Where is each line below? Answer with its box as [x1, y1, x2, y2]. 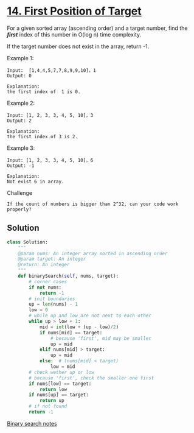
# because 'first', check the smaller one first [29, 375, 154, 381]
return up [39, 398, 64, 404]
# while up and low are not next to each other [29, 312, 151, 319]
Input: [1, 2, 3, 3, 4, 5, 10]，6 [7, 157, 94, 163]
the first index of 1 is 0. [7, 88, 81, 95]
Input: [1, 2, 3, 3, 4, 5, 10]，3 [7, 112, 94, 118]
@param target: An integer [18, 256, 86, 262]
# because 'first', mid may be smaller [50, 335, 151, 342]
